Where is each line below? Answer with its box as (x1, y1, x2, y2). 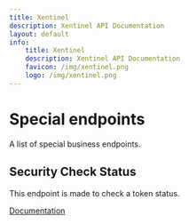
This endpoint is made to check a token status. (9, 188, 180, 198)
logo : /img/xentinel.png (25, 71, 117, 80)
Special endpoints (9, 108, 146, 129)
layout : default (9, 29, 69, 38)
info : (9, 37, 29, 47)
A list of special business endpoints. (9, 139, 141, 149)
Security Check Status (9, 164, 137, 180)
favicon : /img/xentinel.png (25, 63, 129, 72)
